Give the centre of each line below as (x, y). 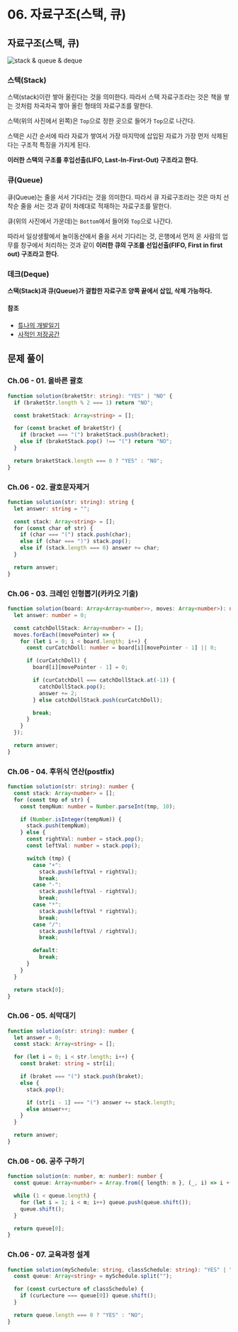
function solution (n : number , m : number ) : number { (85, 1177)
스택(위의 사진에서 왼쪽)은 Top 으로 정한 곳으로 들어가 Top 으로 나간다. (101, 121)
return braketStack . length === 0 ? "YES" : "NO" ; (88, 461)
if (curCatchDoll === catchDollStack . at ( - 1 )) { (104, 680)
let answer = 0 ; (38, 1037)
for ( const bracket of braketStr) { (68, 428)
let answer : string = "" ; (52, 508)
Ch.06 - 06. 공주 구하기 (46, 1161)
